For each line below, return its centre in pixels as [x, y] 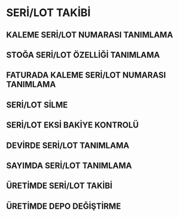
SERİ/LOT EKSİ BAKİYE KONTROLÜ [72, 125]
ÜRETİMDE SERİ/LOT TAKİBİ [59, 186]
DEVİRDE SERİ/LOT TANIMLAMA [68, 145]
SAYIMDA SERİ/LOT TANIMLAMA [69, 165]
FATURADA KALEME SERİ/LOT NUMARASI [86, 75]
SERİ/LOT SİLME [37, 105]
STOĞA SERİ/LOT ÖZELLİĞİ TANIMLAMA [83, 55]
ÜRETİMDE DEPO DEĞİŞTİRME [64, 206]
